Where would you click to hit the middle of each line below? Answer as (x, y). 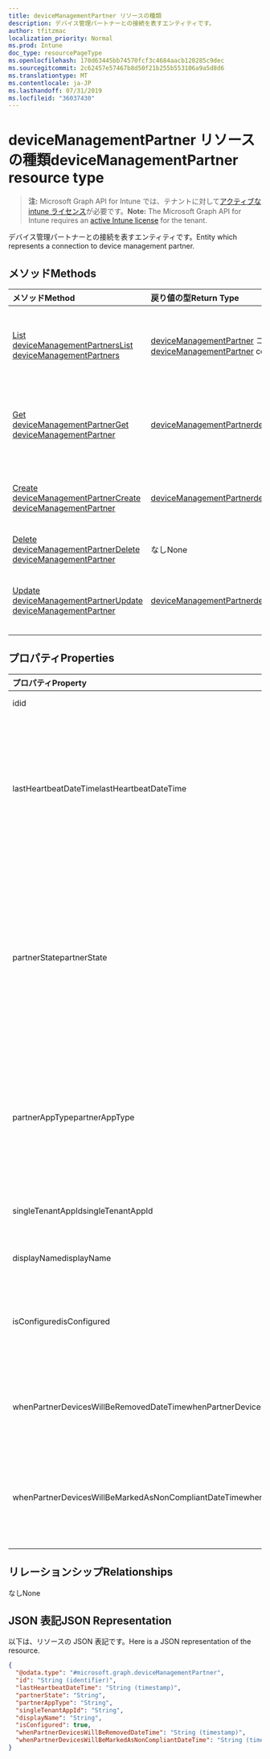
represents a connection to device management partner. (102, 246)
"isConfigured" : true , (53, 1725)
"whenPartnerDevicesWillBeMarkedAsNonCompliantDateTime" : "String (129, 1741)
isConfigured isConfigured (61, 1321)
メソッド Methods (52, 273)
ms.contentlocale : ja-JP (50, 83)
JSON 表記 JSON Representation (90, 1621)
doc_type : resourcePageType (55, 53)
